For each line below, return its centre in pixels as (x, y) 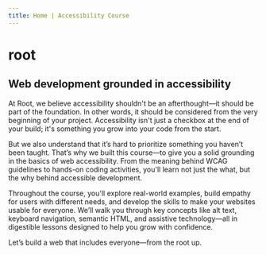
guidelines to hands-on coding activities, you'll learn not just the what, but (129, 169)
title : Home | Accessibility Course (69, 15)
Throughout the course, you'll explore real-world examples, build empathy (130, 193)
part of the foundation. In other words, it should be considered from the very (133, 111)
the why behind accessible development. (75, 178)
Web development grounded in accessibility (120, 84)
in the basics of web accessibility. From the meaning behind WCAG (118, 160)
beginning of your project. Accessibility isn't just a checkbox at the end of (129, 120)
